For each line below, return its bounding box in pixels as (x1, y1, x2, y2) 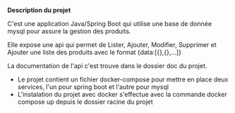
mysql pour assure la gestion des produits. (7, 27, 131, 35)
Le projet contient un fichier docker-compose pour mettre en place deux (17, 75, 229, 84)
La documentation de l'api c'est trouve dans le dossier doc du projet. (7, 62, 207, 69)
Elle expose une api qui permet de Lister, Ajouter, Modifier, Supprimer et (7, 41, 217, 48)
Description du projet (7, 6, 71, 14)
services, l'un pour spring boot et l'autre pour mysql (17, 83, 169, 91)
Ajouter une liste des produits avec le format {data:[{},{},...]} (7, 48, 182, 56)
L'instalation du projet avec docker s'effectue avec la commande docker (17, 91, 228, 98)
